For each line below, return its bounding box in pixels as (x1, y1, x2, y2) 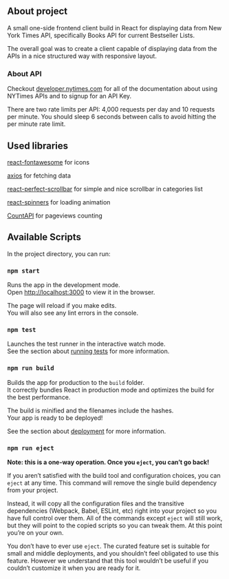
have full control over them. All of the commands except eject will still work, (7, 514, 223, 522)
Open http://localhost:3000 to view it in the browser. (7, 288, 155, 297)
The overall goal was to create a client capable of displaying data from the (7, 44, 218, 52)
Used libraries (7, 140, 69, 151)
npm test (7, 326, 36, 333)
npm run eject (7, 444, 54, 452)
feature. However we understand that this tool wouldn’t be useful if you (7, 556, 208, 565)
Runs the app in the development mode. (7, 281, 120, 289)
